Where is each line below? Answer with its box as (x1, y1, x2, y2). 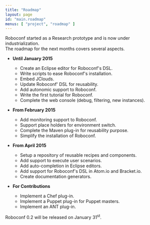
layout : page (5, 12, 33, 17)
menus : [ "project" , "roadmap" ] (5, 21, 75, 27)
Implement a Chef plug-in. (20, 193, 74, 199)
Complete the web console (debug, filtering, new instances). (20, 97, 145, 103)
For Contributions (12, 183, 51, 189)
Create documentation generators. (20, 174, 92, 180)
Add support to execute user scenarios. (20, 158, 102, 164)
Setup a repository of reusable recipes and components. (20, 152, 137, 158)
